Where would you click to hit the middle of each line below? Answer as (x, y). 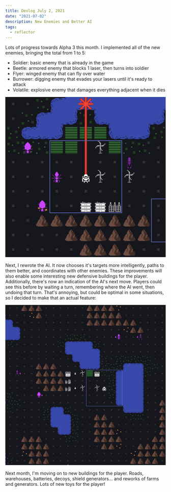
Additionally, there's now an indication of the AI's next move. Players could (83, 282)
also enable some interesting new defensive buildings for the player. (77, 276)
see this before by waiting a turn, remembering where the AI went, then (80, 287)
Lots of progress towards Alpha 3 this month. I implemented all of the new (83, 47)
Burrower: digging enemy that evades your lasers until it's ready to (82, 79)
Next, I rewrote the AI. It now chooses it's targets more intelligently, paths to (85, 265)
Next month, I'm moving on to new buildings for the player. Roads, (75, 473)
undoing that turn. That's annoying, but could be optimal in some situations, (84, 292)
